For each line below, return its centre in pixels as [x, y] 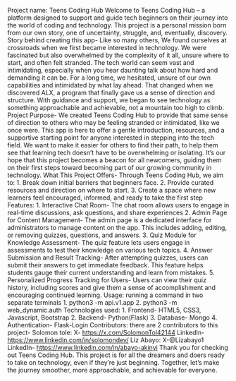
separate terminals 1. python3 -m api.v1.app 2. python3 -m [92, 302]
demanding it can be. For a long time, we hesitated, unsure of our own [109, 78]
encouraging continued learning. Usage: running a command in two [105, 295]
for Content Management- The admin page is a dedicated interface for [110, 220]
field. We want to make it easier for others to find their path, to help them [113, 145]
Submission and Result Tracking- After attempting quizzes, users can [108, 258]
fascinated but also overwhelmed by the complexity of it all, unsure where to [118, 55]
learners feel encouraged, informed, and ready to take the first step [105, 198]
